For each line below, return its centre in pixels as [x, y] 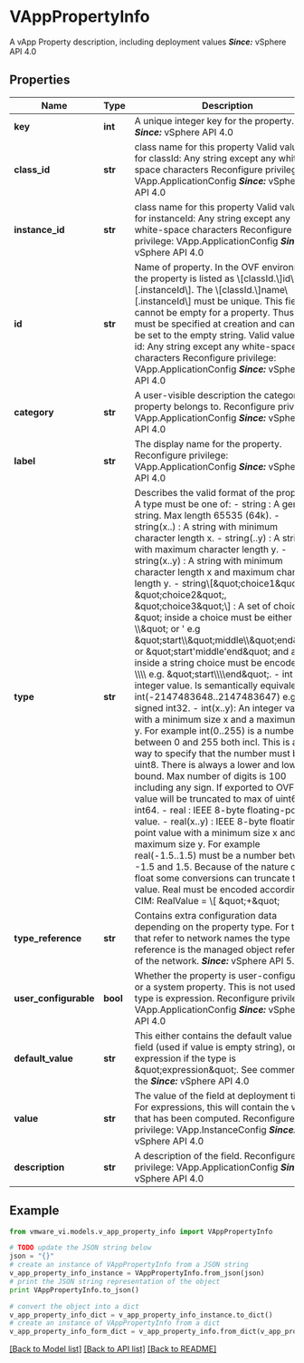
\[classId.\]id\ [265, 278]
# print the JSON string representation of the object [115, 1281]
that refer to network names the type [213, 938]
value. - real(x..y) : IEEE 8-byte [201, 821]
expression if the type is [185, 1058]
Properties [40, 80]
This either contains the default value [213, 1036]
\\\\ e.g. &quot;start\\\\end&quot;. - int [214, 674]
